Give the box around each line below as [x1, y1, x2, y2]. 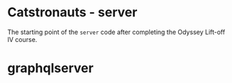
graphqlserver [7, 60, 94, 77]
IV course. [7, 35, 38, 43]
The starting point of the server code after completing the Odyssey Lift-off [7, 28, 226, 36]
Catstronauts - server [7, 4, 138, 21]
